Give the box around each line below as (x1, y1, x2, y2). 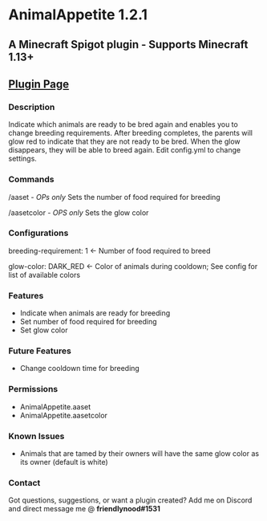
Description (8, 101, 55, 112)
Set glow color (19, 325, 68, 335)
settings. (8, 154, 38, 164)
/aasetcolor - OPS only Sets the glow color (8, 207, 149, 218)
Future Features (8, 345, 72, 356)
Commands (8, 174, 55, 185)
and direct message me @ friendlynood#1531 (8, 504, 160, 514)
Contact (8, 477, 41, 488)
